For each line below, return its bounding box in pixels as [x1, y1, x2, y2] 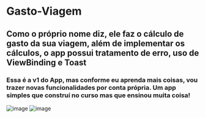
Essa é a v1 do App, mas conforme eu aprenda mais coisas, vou [6, 75, 198, 84]
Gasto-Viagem [6, 4, 82, 18]
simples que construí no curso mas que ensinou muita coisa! [6, 90, 191, 99]
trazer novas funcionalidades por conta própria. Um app [6, 83, 176, 92]
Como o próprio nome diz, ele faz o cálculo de [6, 29, 184, 39]
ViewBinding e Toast [6, 57, 87, 68]
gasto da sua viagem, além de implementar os [6, 38, 185, 48]
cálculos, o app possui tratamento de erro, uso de [6, 48, 199, 58]
